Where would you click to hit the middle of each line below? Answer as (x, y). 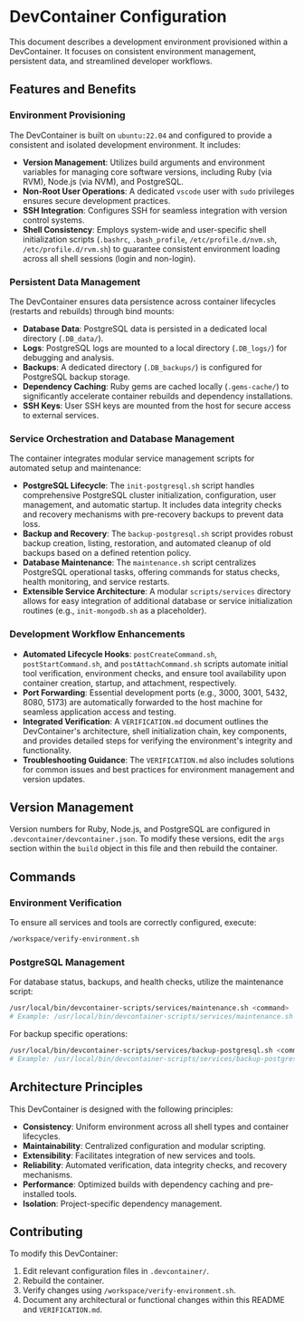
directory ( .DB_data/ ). (63, 338)
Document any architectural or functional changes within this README (153, 1300)
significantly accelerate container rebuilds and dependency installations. (157, 396)
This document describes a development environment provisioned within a (148, 42)
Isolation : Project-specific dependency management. (122, 1203)
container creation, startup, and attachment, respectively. (129, 683)
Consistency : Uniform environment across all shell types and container (156, 1126)
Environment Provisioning (67, 115)
